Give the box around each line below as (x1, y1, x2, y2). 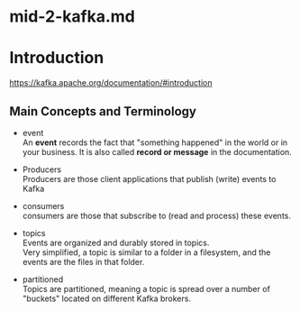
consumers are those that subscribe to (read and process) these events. (22, 210, 291, 221)
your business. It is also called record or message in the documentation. (22, 146, 293, 157)
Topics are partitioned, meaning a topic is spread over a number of (22, 283, 270, 294)
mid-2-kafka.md (9, 6, 135, 27)
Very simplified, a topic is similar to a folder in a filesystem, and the (22, 246, 271, 258)
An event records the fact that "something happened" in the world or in (22, 137, 288, 148)
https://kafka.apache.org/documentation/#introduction (9, 78, 213, 88)
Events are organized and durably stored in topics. (22, 237, 210, 248)
